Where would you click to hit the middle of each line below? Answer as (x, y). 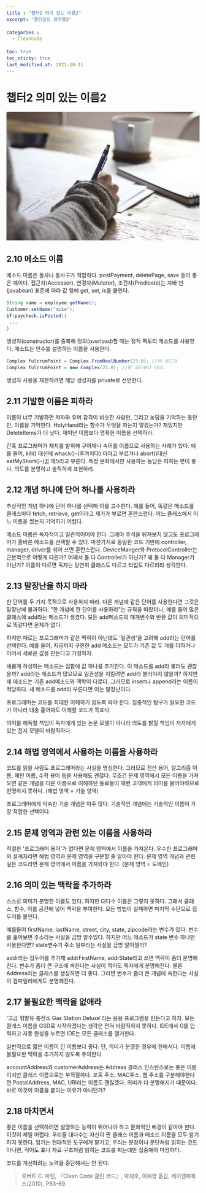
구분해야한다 (180, 1075)
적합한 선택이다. (32, 811)
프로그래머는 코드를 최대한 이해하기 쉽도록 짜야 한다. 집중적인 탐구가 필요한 (96, 702)
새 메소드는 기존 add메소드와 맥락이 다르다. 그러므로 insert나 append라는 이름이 (102, 681)
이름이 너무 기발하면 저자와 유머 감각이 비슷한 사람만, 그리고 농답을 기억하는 (96, 417)
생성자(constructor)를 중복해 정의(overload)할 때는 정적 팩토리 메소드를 (93, 341)
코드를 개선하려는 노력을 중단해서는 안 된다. (58, 1163)
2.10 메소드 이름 (35, 259)
